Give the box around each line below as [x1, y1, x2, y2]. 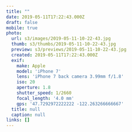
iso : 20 [16, 79, 35, 85]
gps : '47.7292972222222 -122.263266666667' [16, 100, 124, 107]
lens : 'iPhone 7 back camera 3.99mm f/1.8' [16, 74, 124, 79]
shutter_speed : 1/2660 [16, 90, 72, 96]
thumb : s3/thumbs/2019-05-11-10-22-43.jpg [11, 41, 116, 47]
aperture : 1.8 [16, 85, 51, 91]
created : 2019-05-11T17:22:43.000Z [11, 52, 98, 58]
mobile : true [6, 25, 38, 31]
